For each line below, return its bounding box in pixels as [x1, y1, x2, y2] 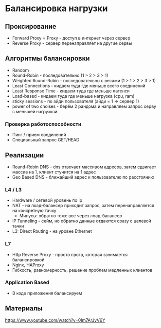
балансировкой [12, 257, 45, 262]
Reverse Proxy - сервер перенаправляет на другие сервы [12, 40, 132, 46]
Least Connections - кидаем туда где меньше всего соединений [12, 83, 145, 88]
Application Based [5, 279, 50, 286]
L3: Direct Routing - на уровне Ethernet [12, 228, 92, 234]
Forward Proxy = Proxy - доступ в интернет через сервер [12, 35, 130, 41]
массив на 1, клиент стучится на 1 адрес [12, 169, 96, 175]
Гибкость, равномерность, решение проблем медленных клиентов [12, 267, 153, 273]
